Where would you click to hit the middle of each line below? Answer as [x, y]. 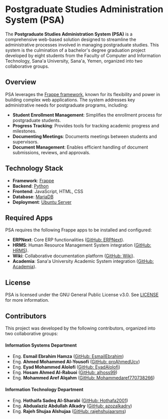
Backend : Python [30, 186]
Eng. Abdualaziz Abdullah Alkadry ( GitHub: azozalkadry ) [72, 406]
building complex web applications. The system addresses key [70, 100]
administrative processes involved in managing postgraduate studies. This [82, 44]
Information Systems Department [41, 345]
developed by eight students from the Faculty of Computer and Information [83, 55]
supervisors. [25, 142]
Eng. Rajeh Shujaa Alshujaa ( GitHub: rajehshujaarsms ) [69, 411]
